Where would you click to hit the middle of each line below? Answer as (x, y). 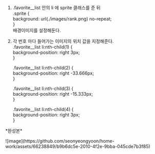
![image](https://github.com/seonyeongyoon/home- (60, 141)
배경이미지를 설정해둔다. (37, 30)
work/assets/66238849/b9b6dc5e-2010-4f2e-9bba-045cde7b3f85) (78, 146)
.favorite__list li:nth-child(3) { (43, 89)
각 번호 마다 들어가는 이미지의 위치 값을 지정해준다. (63, 41)
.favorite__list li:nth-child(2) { (43, 68)
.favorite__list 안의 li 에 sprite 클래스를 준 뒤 (57, 8)
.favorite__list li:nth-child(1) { (42, 47)
